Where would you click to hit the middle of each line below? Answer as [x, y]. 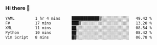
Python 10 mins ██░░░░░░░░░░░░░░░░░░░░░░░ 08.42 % [79, 32]
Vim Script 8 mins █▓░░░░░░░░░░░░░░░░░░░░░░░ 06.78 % [79, 37]
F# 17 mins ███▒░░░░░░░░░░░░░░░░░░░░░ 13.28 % [79, 23]
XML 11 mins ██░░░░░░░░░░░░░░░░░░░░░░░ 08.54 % [79, 28]
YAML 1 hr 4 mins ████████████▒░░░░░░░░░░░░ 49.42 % [79, 19]
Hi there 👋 [18, 8]
